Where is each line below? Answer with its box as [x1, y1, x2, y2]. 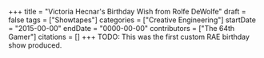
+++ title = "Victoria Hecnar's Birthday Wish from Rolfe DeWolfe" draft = [8, 7, 246, 16]
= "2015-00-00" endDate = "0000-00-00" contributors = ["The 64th [8, 24, 235, 33]
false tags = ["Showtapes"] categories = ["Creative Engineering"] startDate [8, 15, 256, 25]
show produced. [8, 41, 62, 50]
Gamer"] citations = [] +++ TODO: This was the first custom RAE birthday [8, 32, 250, 41]
